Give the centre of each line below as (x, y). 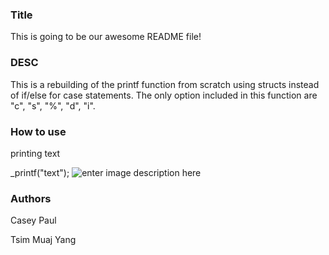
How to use (38, 131)
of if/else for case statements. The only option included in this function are (164, 95)
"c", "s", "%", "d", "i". (53, 105)
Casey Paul (33, 220)
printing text (35, 153)
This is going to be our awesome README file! (106, 37)
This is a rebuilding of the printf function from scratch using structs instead (165, 84)
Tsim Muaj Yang (43, 240)
